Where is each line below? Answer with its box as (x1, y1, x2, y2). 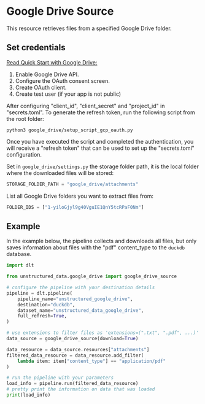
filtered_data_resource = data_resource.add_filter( (6, 352, 144, 359)
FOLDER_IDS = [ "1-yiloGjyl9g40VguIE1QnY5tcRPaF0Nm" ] (6, 204, 144, 210)
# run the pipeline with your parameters (6, 375, 114, 381)
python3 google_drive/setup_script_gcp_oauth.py (6, 127, 133, 133)
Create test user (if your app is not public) (15, 90, 122, 98)
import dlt (6, 262, 34, 268)
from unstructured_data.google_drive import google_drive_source (6, 273, 177, 280)
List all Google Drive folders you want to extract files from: (6, 192, 154, 200)
